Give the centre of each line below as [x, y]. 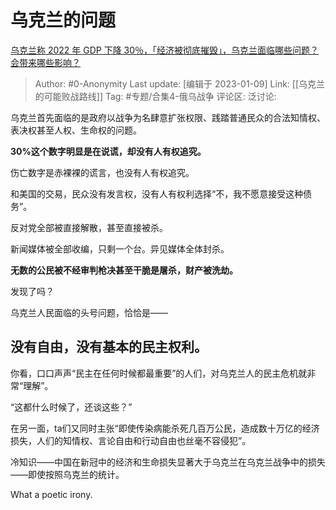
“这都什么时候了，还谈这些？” [71, 407]
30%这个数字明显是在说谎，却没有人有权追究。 [108, 151]
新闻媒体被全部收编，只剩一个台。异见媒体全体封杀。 [120, 248]
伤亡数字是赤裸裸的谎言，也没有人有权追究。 [102, 172]
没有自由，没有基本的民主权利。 [109, 347]
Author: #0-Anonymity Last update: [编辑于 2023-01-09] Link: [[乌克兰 [180, 83]
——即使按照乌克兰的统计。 [67, 474]
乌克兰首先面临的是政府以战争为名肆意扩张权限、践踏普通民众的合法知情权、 [168, 117]
